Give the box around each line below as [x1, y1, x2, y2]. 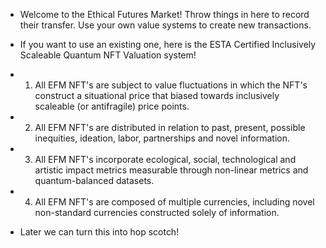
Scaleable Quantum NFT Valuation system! [19, 49, 197, 61]
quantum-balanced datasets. [34, 175, 155, 186]
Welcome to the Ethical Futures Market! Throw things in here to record [19, 9, 310, 20]
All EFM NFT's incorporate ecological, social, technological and [34, 154, 297, 165]
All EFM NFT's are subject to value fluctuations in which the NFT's [34, 79, 308, 91]
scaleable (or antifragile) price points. [34, 100, 190, 112]
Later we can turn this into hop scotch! [19, 226, 180, 238]
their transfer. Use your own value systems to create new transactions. [19, 19, 312, 31]
